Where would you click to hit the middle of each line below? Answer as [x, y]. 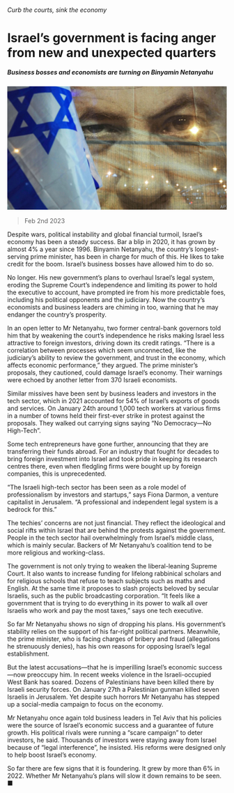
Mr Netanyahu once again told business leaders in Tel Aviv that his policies [115, 718]
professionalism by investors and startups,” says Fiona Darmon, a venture [113, 494]
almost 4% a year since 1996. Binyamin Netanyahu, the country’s [100, 249]
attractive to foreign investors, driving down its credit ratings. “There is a [111, 343]
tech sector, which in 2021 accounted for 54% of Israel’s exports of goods [114, 401]
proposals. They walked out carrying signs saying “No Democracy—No [109, 423]
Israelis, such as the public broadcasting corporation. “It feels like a [104, 596]
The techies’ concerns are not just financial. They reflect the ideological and [116, 523]
